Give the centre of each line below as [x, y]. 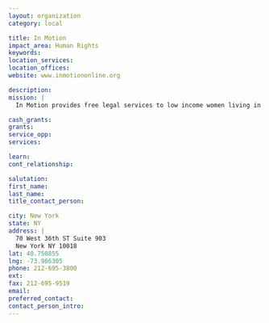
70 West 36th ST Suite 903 [61, 238]
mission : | [27, 98]
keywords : [25, 53]
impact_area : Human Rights [54, 45]
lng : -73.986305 [35, 261]
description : [30, 90]
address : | [27, 231]
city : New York [34, 216]
